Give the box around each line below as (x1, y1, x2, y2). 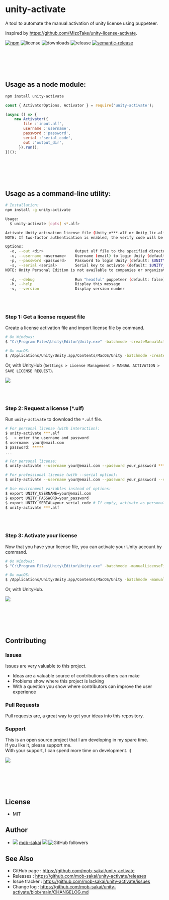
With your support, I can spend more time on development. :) (5, 748, 132, 754)
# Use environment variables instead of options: (5, 486, 112, 492)
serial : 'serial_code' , (23, 135, 73, 140)
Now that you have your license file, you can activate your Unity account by (5, 544, 162, 550)
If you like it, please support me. (5, 742, 72, 748)
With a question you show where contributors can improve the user (12, 683, 152, 690)
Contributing (5, 636, 46, 645)
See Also (5, 854, 34, 863)
